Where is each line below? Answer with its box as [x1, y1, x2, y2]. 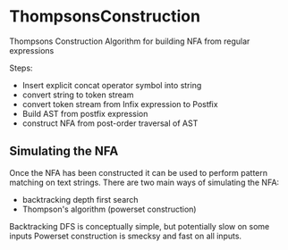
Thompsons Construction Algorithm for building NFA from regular [9, 36, 250, 46]
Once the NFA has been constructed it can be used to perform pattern [9, 167, 268, 178]
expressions [9, 45, 55, 55]
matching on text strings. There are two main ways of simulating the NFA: [9, 177, 280, 187]
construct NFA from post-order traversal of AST [21, 118, 199, 129]
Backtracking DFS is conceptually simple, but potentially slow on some [9, 221, 270, 231]
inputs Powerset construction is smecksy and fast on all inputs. [9, 230, 242, 241]
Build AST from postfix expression [21, 108, 148, 119]
